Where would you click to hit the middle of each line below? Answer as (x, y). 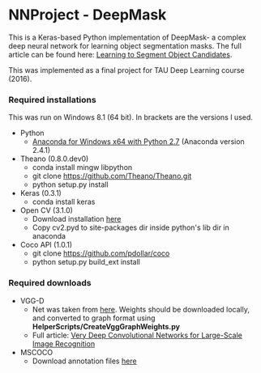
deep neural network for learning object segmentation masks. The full (125, 45)
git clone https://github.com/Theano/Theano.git (112, 176)
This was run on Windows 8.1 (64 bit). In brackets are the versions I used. (131, 117)
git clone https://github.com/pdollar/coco (101, 253)
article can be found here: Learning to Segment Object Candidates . (120, 54)
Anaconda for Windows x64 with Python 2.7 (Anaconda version (138, 142)
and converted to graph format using (94, 318)
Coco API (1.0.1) (46, 245)
